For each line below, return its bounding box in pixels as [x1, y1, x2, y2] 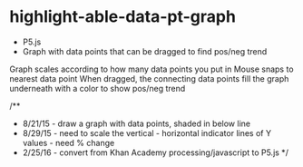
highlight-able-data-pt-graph [9, 6, 236, 27]
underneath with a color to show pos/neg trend [9, 83, 186, 93]
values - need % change [22, 137, 115, 148]
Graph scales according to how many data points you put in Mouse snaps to [9, 64, 294, 74]
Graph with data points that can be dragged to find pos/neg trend [22, 45, 268, 56]
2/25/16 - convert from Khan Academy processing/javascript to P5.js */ [22, 147, 288, 158]
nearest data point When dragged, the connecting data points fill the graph [9, 73, 289, 83]
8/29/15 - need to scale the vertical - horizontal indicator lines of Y [22, 127, 272, 138]
